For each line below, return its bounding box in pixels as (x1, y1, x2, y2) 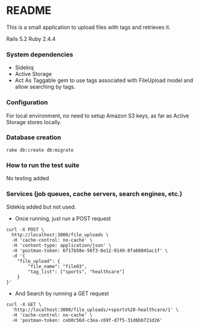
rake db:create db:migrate (6, 147, 74, 153)
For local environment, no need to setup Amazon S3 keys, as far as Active (6, 112, 189, 119)
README (6, 4, 52, 17)
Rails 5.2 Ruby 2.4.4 (6, 35, 56, 42)
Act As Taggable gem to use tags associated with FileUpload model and (14, 77, 194, 84)
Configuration (6, 98, 48, 107)
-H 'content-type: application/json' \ (11, 242, 112, 249)
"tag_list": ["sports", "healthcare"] (28, 269, 125, 275)
